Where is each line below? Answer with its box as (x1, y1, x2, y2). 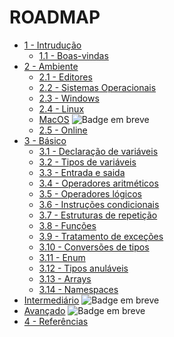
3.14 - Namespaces (38, 283, 119, 295)
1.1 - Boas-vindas (38, 49, 109, 61)
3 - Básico (23, 134, 67, 146)
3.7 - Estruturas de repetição (38, 209, 158, 221)
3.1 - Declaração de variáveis (38, 145, 159, 157)
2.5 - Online (38, 124, 88, 136)
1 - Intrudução (23, 39, 82, 51)
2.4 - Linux (38, 102, 85, 115)
